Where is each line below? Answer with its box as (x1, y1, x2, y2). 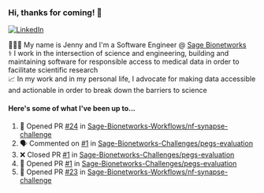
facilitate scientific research (8, 65, 99, 75)
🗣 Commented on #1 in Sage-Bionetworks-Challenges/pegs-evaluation (19, 138, 254, 148)
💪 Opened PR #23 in (19, 167, 86, 176)
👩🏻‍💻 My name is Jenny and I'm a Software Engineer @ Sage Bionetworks (8, 40, 247, 50)
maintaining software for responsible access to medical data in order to (8, 57, 240, 66)
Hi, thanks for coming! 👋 (8, 7, 102, 18)
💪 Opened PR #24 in (19, 121, 87, 131)
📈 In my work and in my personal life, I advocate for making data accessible (8, 74, 256, 84)
